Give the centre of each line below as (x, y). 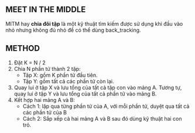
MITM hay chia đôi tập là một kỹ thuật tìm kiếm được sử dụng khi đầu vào (94, 23)
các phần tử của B (45, 112)
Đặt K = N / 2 (30, 62)
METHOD (23, 48)
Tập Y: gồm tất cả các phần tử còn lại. (69, 81)
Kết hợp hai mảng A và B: (45, 100)
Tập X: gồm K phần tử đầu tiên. (60, 75)
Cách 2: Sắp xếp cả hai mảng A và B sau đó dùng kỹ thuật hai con (102, 118)
